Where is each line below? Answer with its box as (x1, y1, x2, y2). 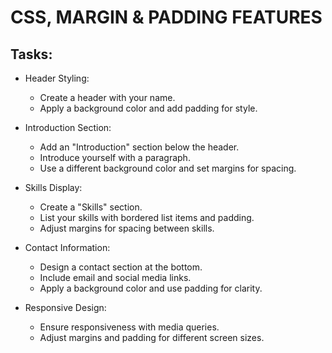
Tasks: (10, 46, 53, 63)
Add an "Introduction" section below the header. (39, 141, 240, 153)
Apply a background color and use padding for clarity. (39, 282, 263, 294)
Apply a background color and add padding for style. (39, 102, 258, 114)
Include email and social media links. (39, 272, 192, 283)
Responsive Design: (24, 302, 107, 313)
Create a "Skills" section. (39, 201, 143, 213)
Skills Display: (24, 182, 83, 193)
